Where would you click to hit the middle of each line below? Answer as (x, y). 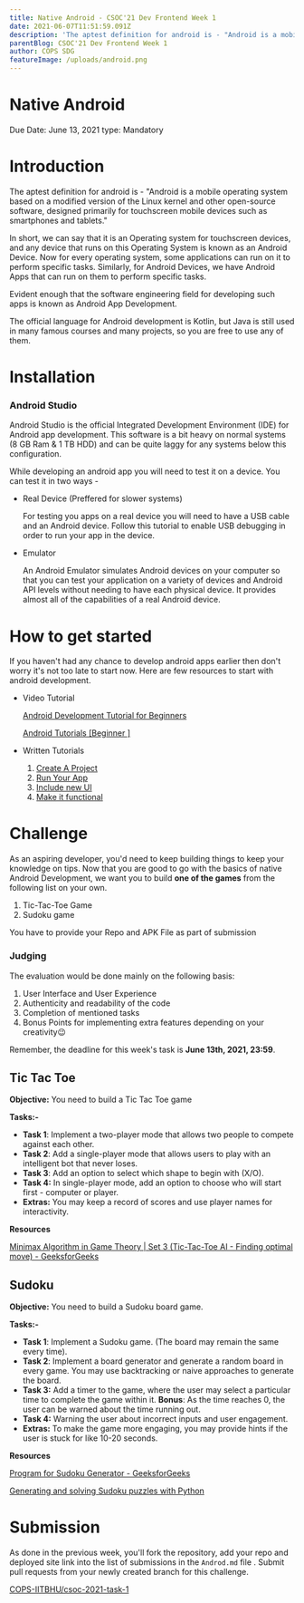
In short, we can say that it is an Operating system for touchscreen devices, (150, 237)
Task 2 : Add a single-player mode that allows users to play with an (147, 1154)
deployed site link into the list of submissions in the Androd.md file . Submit (147, 1562)
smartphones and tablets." (59, 220)
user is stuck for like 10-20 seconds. (90, 1438)
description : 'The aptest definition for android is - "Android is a (143, 34)
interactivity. (46, 1212)
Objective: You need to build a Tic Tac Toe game (101, 1100)
